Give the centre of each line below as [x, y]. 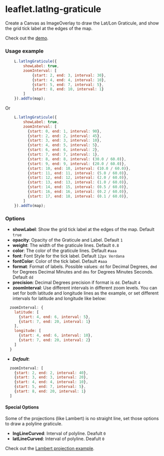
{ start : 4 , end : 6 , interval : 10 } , [55, 335]
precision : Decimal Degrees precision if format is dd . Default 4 [76, 282]
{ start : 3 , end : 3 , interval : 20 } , [51, 377]
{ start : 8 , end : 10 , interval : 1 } [68, 89]
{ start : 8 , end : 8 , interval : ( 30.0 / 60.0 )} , [77, 159]
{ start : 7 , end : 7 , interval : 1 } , [63, 154]
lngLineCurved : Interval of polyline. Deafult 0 [59, 433]
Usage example [24, 51]
